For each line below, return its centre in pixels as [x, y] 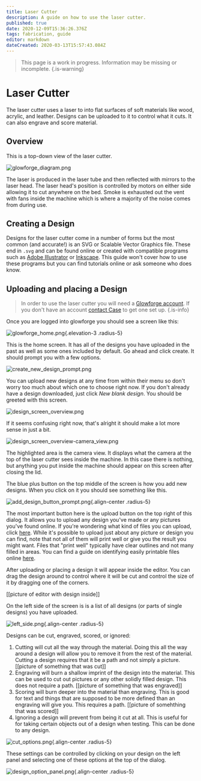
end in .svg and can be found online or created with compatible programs [97, 251]
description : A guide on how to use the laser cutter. [76, 17]
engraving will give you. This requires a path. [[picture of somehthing [100, 705]
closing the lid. [24, 472]
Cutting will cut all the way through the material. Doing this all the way [101, 648]
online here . [21, 558]
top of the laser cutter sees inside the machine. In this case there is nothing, [100, 459]
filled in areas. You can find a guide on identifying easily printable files [93, 552]
